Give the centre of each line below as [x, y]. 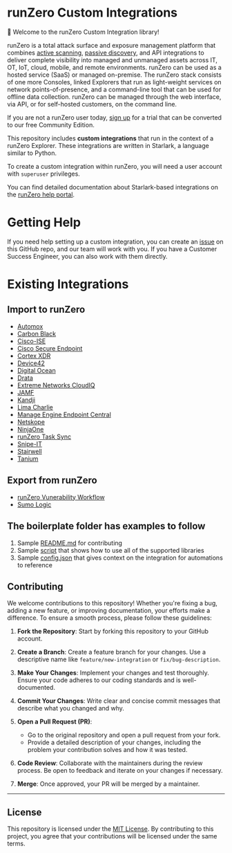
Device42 [31, 363]
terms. [16, 844]
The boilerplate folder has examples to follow [106, 526]
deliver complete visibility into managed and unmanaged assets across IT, [112, 59]
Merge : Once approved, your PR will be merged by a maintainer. [108, 784]
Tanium [28, 459]
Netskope [31, 422]
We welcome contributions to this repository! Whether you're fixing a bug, [112, 603]
